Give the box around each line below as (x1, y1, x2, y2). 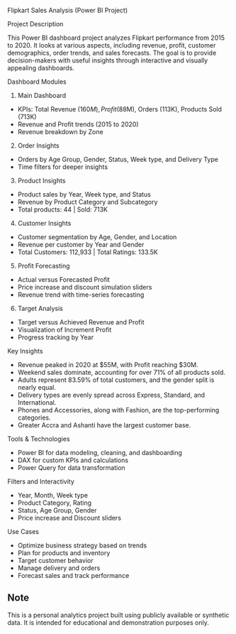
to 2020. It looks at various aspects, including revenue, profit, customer (7, 41, 216, 49)
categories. (17, 413, 51, 422)
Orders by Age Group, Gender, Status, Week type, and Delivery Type (17, 155, 218, 163)
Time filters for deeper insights (17, 163, 108, 171)
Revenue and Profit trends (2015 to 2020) (17, 120, 139, 129)
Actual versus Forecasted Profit (17, 275, 110, 283)
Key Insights (7, 347, 44, 355)
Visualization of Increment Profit (17, 326, 112, 334)
